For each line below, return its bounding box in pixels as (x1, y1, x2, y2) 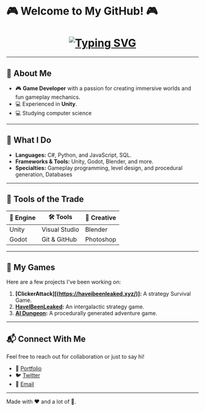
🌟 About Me (6, 68, 52, 79)
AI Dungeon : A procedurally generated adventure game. (15, 310, 157, 317)
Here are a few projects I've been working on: (6, 278, 121, 286)
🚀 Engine (9, 213, 36, 222)
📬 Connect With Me (6, 334, 86, 344)
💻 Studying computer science (15, 109, 92, 116)
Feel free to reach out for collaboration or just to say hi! (6, 353, 145, 360)
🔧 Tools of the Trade (6, 194, 84, 204)
